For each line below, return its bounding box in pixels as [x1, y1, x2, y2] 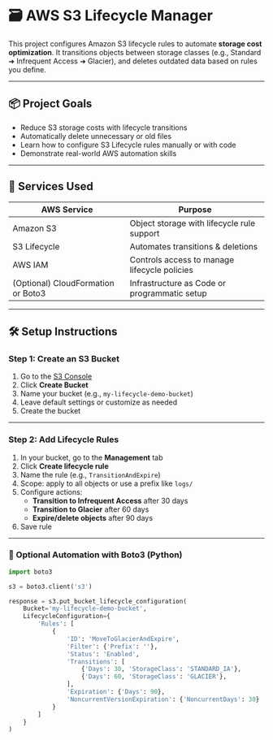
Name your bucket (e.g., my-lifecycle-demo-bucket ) [19, 389, 193, 399]
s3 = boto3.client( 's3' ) [8, 582, 93, 591]
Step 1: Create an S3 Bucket [8, 353, 120, 364]
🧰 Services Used [8, 180, 93, 193]
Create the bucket [19, 406, 81, 416]
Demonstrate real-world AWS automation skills [19, 148, 177, 158]
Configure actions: [19, 487, 83, 496]
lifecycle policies [129, 264, 193, 275]
